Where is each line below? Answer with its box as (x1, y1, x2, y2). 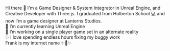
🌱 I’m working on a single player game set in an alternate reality (5, 29, 139, 35)
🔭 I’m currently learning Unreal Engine (5, 23, 85, 29)
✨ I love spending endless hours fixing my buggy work (5, 34, 120, 40)
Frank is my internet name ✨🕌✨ (5, 40, 71, 46)
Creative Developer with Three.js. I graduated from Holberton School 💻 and (5, 11, 165, 16)
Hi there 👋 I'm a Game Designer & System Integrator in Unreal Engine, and (5, 5, 161, 11)
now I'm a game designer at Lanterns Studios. (5, 18, 102, 24)
